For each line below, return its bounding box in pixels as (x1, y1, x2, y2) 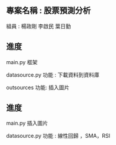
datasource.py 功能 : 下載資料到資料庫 (6, 71, 100, 78)
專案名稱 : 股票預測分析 (6, 5, 91, 16)
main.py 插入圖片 (6, 119, 48, 127)
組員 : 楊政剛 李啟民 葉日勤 (6, 23, 71, 30)
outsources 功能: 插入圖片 (6, 84, 70, 91)
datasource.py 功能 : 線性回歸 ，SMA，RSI (6, 133, 111, 140)
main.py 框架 (6, 58, 37, 65)
